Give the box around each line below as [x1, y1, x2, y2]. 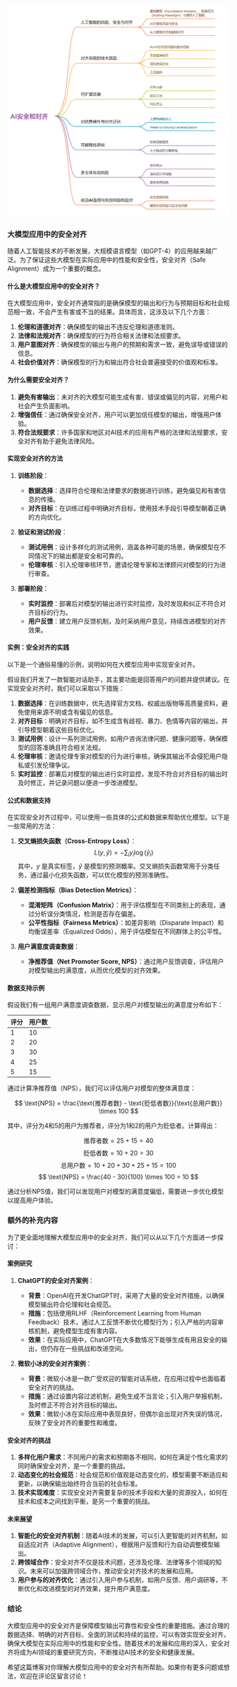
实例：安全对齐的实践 [7, 643, 69, 652]
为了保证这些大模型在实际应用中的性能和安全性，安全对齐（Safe [19, 256, 206, 264]
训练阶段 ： [17, 471, 49, 479]
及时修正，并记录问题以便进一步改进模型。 [17, 779, 142, 787]
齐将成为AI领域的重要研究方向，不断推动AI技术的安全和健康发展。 [7, 1647, 199, 1656]
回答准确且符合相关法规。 [30, 744, 104, 751]
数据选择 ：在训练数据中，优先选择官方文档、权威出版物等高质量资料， [17, 699, 222, 708]
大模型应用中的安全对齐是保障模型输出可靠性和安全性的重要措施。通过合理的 [7, 1621, 230, 1630]
